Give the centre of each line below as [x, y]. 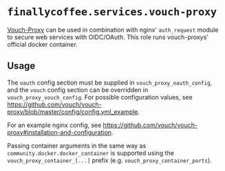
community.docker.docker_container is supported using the [90, 152]
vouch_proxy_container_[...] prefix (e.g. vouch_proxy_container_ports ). [109, 160]
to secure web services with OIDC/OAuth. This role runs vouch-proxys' [108, 37]
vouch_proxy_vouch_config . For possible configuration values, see [100, 97]
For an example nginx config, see [54, 125]
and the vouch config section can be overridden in [78, 90]
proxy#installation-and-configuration [60, 132]
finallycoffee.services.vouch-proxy [112, 12]
